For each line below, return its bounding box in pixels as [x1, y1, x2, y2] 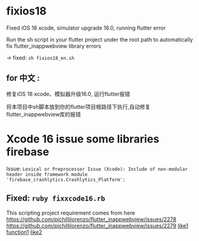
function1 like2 [6, 228, 42, 236]
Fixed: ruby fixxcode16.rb [6, 193, 105, 204]
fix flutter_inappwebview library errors [6, 42, 102, 50]
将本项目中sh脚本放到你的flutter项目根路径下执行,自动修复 [6, 103, 151, 110]
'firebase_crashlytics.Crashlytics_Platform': [6, 176, 126, 182]
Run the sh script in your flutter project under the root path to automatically [6, 36, 194, 43]
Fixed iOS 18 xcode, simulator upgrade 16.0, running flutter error [6, 24, 166, 31]
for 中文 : [6, 73, 41, 83]
